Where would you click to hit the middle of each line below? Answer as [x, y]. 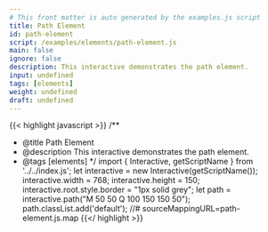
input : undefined [41, 76]
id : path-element [41, 34]
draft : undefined [41, 100]
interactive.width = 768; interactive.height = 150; [111, 180]
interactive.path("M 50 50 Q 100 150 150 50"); [106, 199]
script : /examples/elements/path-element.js [93, 42]
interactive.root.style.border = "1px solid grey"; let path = [126, 190]
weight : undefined [43, 92]
